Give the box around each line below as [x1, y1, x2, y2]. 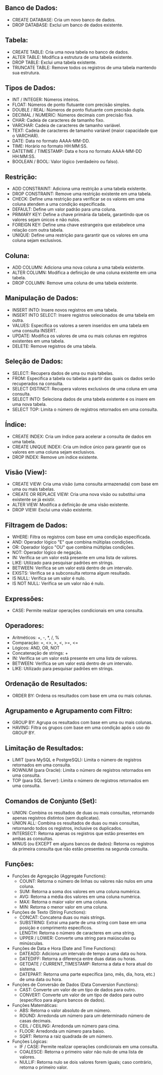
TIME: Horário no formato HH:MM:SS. [12, 143, 88, 149]
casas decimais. [19, 1018, 52, 1023]
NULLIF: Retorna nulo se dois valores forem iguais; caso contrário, [19, 1059, 153, 1065]
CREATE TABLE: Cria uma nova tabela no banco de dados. [12, 49, 129, 55]
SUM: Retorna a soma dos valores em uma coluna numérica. [19, 888, 141, 894]
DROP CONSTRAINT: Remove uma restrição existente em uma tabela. [12, 191, 152, 197]
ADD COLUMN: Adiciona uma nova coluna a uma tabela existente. [12, 265, 145, 271]
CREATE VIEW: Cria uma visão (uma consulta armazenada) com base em [12, 481, 159, 487]
